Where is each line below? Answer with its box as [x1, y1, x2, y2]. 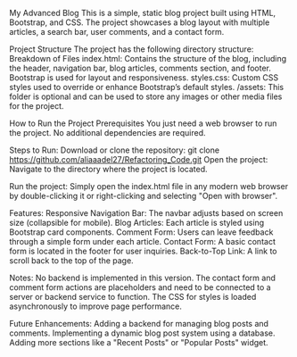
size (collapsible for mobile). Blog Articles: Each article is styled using [9, 218, 265, 228]
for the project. [9, 101, 64, 111]
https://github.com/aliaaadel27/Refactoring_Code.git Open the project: [9, 154, 268, 164]
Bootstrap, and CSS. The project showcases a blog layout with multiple [9, 17, 270, 28]
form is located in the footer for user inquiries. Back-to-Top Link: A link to [9, 245, 277, 256]
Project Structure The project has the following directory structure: [9, 44, 254, 54]
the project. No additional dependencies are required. [9, 128, 207, 137]
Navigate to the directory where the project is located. [9, 164, 208, 174]
